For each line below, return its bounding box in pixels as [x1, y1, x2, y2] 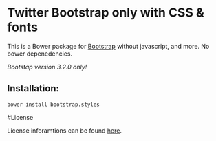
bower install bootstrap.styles [7, 101, 100, 108]
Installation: [7, 83, 60, 94]
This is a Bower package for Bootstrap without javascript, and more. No [7, 42, 210, 50]
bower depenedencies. [7, 50, 73, 58]
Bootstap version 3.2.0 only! [7, 63, 87, 71]
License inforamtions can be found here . [7, 126, 122, 135]
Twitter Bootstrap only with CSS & [7, 5, 204, 21]
